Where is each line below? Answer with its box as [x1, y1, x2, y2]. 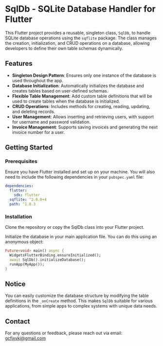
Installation [5, 213, 33, 220]
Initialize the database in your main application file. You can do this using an [5, 234, 157, 239]
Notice [5, 280, 26, 288]
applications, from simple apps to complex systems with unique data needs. [5, 303, 157, 309]
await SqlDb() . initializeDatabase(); [9, 257, 86, 262]
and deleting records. [12, 109, 55, 114]
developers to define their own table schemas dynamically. [5, 45, 123, 51]
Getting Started [5, 144, 53, 152]
